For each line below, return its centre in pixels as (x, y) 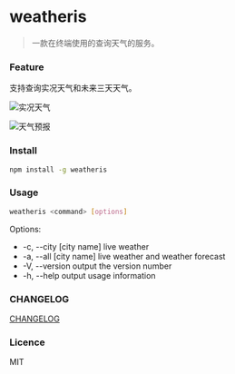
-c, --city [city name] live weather (86, 246)
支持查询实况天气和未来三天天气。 (73, 88)
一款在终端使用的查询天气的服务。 (95, 43)
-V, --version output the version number (97, 266)
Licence (27, 342)
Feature (27, 67)
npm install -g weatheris (58, 170)
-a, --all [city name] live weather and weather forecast (124, 256)
